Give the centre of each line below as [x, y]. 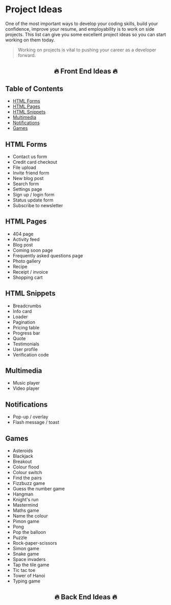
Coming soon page [33, 250]
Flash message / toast [36, 422]
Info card [22, 311]
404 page [23, 234]
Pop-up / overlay [30, 417]
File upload [25, 167]
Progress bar [26, 333]
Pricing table [26, 327]
